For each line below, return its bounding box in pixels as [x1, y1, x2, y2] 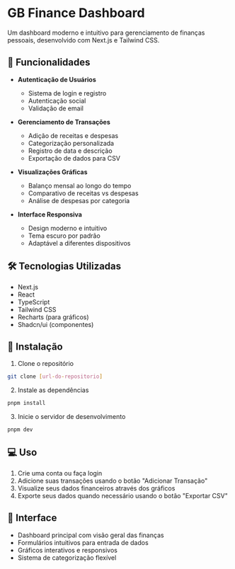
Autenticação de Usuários [17, 75, 97, 84]
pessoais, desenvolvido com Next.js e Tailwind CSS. [7, 35, 160, 44]
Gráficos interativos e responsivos [17, 546, 118, 554]
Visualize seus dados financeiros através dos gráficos [17, 483, 176, 493]
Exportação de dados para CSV [28, 154, 120, 162]
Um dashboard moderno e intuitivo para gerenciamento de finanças [7, 28, 205, 37]
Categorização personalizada [28, 139, 115, 147]
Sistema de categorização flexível [17, 553, 117, 562]
